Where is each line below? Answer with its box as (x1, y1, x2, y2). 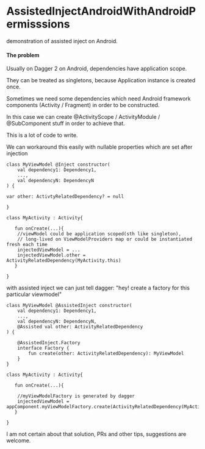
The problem (6, 51, 40, 58)
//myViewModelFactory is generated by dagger (17, 393, 135, 400)
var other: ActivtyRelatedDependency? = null (6, 194, 124, 200)
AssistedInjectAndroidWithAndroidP (6, 4, 196, 18)
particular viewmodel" (6, 291, 62, 298)
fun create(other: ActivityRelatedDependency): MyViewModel (28, 350, 184, 357)
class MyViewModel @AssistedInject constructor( (6, 303, 132, 309)
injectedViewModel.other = (17, 252, 86, 258)
